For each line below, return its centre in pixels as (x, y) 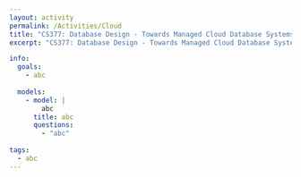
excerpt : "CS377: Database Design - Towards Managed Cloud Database (140, 42)
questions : (53, 125)
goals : (30, 67)
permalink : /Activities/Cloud (66, 26)
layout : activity (42, 17)
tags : (19, 150)
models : (32, 92)
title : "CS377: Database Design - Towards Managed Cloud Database (136, 34)
